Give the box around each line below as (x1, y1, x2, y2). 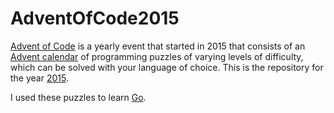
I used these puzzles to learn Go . (10, 91, 147, 103)
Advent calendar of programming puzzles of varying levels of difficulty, (10, 50, 304, 62)
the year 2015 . (10, 72, 69, 84)
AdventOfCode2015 (10, 7, 180, 30)
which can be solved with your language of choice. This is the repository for (10, 61, 324, 73)
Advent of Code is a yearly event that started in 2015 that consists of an (10, 40, 306, 52)
